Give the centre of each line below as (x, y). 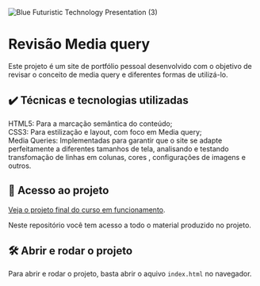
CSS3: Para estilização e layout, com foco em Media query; (105, 132)
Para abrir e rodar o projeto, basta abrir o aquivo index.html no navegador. (130, 274)
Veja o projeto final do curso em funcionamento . (87, 209)
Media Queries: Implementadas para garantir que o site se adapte (115, 140)
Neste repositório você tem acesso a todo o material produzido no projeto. (130, 225)
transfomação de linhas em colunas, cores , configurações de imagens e (127, 157)
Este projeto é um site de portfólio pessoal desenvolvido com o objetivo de (130, 66)
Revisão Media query (79, 44)
